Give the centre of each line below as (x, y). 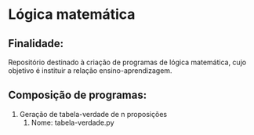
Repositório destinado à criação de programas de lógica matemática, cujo (127, 62)
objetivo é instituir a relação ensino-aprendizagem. (90, 71)
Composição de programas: (78, 95)
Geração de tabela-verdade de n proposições (93, 114)
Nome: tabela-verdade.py (73, 122)
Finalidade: (36, 44)
